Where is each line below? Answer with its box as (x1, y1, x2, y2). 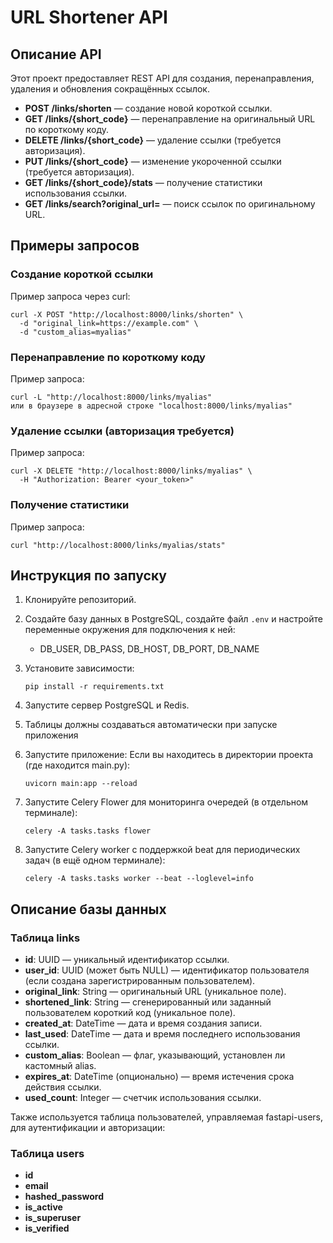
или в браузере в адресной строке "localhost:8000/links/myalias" (10, 401, 293, 411)
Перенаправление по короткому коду (10, 350, 206, 364)
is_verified (24, 1222, 70, 1235)
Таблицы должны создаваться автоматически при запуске (24, 719, 278, 731)
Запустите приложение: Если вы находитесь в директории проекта (24, 749, 314, 761)
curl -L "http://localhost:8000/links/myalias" (10, 392, 213, 402)
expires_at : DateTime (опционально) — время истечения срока (24, 1071, 295, 1083)
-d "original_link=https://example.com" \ (19, 318, 199, 328)
